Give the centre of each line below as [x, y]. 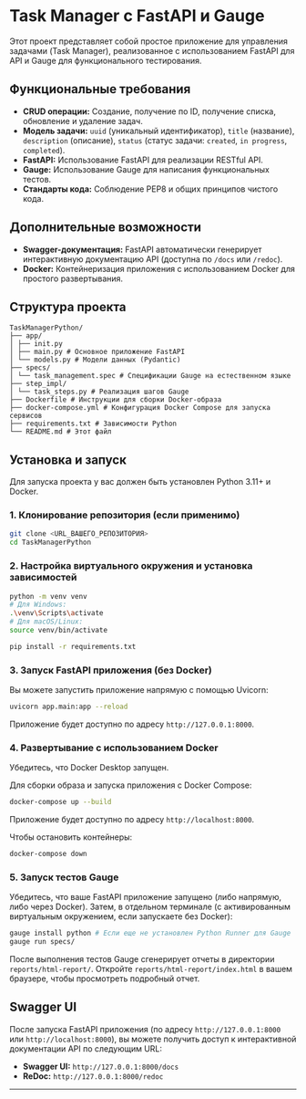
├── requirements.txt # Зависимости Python [93, 424]
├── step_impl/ [38, 384]
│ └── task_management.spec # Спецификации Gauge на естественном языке [150, 376]
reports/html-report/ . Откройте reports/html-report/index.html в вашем [151, 969]
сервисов [26, 416]
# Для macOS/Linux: [46, 622]
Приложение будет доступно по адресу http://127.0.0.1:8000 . [132, 724]
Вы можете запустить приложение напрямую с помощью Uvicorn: [139, 690]
